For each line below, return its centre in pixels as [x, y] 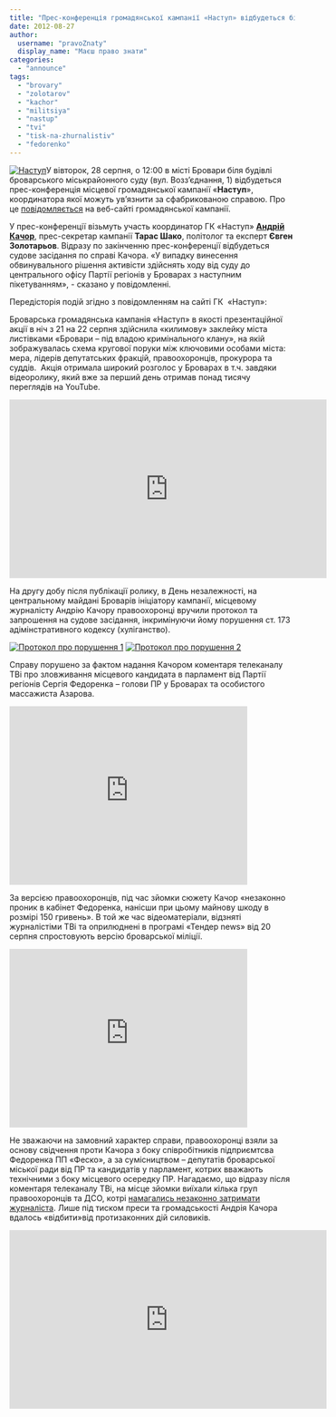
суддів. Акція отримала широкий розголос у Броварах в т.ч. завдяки [143, 367]
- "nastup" [38, 119]
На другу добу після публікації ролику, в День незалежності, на [134, 591]
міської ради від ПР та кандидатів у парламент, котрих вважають [136, 1169]
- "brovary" [40, 85]
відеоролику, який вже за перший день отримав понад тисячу [130, 376]
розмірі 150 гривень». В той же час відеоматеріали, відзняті [125, 916]
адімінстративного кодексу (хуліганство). [90, 629]
